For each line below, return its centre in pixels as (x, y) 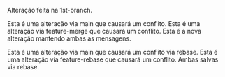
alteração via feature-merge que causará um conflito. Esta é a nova (104, 31)
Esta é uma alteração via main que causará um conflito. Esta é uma (104, 23)
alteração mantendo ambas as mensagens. (69, 38)
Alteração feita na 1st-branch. (50, 10)
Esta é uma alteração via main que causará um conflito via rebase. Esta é (112, 52)
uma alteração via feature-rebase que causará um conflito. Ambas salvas (113, 59)
